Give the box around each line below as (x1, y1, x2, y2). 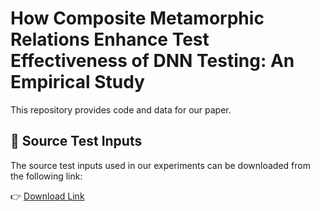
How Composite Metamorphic (10, 7, 265, 30)
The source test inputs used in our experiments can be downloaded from (10, 159, 311, 171)
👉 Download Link (10, 190, 85, 202)
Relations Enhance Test (10, 28, 210, 51)
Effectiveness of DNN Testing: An (10, 50, 295, 72)
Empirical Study (10, 71, 145, 94)
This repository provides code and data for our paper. (10, 103, 232, 116)
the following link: (10, 170, 83, 182)
